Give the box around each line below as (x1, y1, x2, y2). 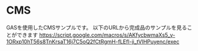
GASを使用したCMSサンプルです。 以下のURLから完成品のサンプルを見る (6, 24, 187, 31)
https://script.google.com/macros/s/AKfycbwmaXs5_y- (38, 31, 176, 39)
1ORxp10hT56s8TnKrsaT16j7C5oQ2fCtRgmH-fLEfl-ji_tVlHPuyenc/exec (6, 38, 180, 45)
